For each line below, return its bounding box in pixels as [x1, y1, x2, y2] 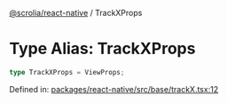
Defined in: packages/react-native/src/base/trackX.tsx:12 [9, 83, 219, 94]
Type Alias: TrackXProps [9, 39, 196, 59]
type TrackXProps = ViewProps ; [9, 67, 125, 76]
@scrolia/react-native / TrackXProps [9, 8, 143, 18]
